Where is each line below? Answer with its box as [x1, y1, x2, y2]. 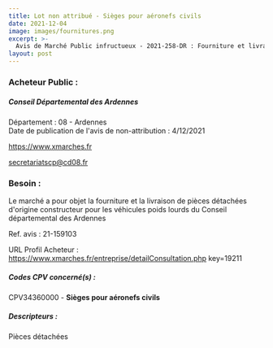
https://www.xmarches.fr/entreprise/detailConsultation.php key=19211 [8, 254, 242, 263]
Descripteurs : [8, 311, 58, 321]
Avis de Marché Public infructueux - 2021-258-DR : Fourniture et [15, 42, 245, 50]
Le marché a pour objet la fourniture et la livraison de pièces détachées [8, 196, 248, 206]
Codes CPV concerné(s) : [8, 272, 96, 281]
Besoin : [8, 177, 41, 189]
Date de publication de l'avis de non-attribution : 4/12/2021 [8, 125, 206, 135]
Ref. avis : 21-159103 [8, 229, 77, 239]
